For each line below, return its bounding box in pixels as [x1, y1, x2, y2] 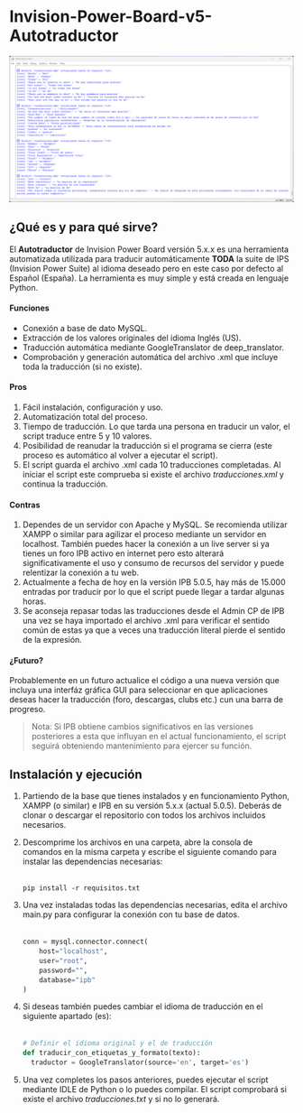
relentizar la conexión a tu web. [22, 567, 140, 579]
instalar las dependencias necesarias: [22, 856, 163, 867]
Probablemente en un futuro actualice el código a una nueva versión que [9, 675, 280, 686]
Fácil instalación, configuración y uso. [22, 402, 164, 413]
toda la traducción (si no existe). [22, 361, 142, 372]
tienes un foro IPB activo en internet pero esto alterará [22, 548, 225, 559]
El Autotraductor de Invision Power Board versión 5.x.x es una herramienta [9, 244, 289, 255]
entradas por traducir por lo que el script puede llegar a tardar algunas [22, 587, 285, 598]
